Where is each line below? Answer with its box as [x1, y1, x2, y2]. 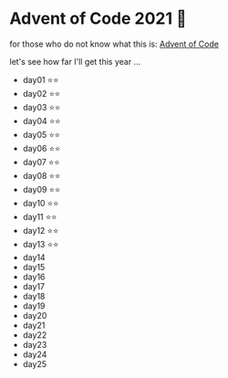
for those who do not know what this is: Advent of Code [9, 38, 219, 49]
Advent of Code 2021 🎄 [9, 8, 187, 29]
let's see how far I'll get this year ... [9, 56, 141, 67]
